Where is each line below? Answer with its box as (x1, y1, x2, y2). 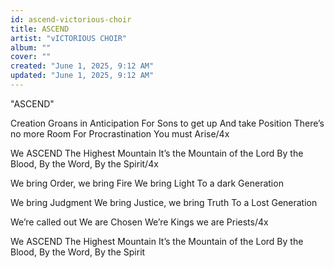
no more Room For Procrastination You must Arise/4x (10, 127, 230, 140)
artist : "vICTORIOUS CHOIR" (10, 33, 128, 43)
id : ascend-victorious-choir (10, 14, 132, 25)
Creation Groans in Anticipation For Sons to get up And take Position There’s (10, 117, 325, 129)
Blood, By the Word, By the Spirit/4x (10, 157, 159, 170)
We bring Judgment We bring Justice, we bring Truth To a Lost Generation (10, 196, 318, 208)
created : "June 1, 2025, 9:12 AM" (10, 61, 155, 71)
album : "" (10, 42, 52, 53)
